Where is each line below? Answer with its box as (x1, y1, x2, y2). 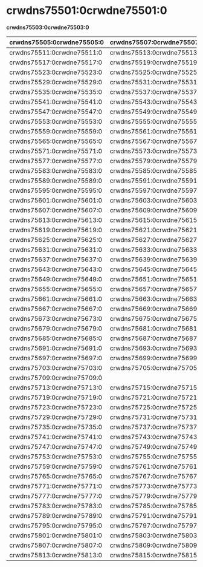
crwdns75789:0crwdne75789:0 (9, 511, 103, 520)
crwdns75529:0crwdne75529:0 (9, 78, 103, 86)
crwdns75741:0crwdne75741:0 (9, 432, 103, 441)
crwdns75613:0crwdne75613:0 (9, 216, 103, 224)
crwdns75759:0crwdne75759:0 (9, 462, 103, 471)
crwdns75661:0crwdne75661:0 (9, 295, 103, 303)
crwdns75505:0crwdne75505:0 (9, 38, 105, 46)
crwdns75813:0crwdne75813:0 (9, 551, 103, 559)
